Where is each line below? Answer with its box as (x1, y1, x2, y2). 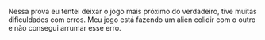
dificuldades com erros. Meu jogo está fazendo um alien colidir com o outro (8, 15, 256, 24)
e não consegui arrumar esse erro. (8, 24, 121, 32)
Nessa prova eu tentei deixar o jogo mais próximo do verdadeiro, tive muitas (8, 7, 257, 16)
